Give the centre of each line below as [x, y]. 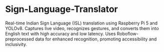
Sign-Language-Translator [62, 9]
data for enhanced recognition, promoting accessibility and [96, 39]
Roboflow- [128, 33]
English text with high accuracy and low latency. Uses [60, 33]
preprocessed [19, 39]
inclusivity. [16, 44]
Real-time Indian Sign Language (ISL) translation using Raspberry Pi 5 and [81, 23]
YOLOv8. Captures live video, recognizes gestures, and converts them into [82, 28]
